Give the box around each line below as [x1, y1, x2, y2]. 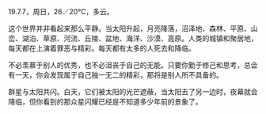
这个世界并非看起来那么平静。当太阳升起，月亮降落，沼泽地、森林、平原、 [8, 24, 251, 33]
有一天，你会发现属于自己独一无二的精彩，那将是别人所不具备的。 [8, 70, 223, 79]
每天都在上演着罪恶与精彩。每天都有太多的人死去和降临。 [8, 44, 196, 53]
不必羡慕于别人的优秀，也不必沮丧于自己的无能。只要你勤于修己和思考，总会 [8, 60, 258, 70]
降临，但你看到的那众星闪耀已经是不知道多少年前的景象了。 [8, 97, 203, 106]
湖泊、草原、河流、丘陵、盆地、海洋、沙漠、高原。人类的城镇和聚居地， [21, 34, 258, 43]
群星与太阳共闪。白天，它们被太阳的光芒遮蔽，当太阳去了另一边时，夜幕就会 [8, 87, 258, 97]
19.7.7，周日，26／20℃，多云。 [8, 7, 114, 16]
